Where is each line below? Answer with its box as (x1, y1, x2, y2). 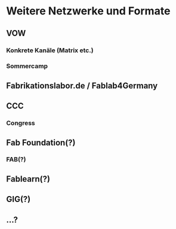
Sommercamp (6, 62, 48, 70)
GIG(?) (6, 194, 31, 204)
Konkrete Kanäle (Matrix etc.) (6, 46, 94, 55)
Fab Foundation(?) (6, 137, 76, 147)
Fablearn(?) (6, 174, 51, 184)
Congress (6, 119, 35, 127)
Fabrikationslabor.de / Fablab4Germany (6, 80, 158, 91)
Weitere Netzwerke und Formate (6, 4, 171, 18)
